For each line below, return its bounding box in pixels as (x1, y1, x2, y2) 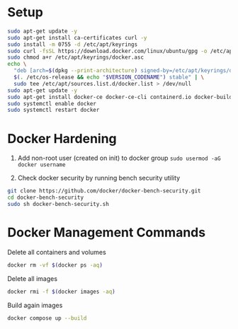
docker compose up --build (7, 314, 87, 322)
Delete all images (7, 274, 58, 283)
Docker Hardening (7, 130, 117, 146)
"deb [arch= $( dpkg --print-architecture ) (13, 67, 138, 74)
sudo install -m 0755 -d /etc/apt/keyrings (7, 40, 138, 48)
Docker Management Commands (7, 224, 206, 241)
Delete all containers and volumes (7, 248, 106, 256)
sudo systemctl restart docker (7, 107, 100, 114)
